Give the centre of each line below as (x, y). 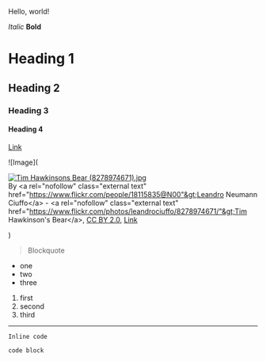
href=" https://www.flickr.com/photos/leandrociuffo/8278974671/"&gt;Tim (128, 211)
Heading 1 (42, 59)
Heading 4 (26, 129)
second (32, 306)
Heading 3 (28, 110)
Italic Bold (25, 27)
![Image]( (23, 162)
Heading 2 (34, 87)
